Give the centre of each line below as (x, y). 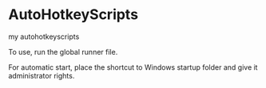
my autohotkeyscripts (44, 36)
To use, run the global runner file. (63, 52)
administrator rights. (42, 75)
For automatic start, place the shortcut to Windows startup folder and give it (133, 67)
